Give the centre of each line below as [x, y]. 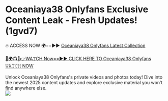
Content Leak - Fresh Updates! [71, 20]
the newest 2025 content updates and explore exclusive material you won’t [84, 82]
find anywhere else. [26, 88]
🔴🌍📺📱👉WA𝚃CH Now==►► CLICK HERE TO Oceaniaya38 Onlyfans [78, 58]
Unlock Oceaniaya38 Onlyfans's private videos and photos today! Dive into [84, 77]
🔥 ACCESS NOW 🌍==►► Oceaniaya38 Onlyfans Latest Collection [75, 45]
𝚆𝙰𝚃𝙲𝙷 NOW [20, 66]
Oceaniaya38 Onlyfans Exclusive [77, 9]
